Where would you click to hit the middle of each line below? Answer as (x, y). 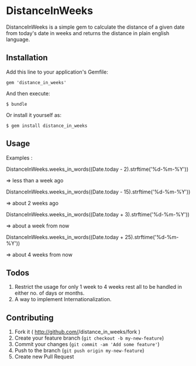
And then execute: (28, 93)
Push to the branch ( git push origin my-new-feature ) (79, 351)
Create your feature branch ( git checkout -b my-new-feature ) (89, 338)
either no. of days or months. (49, 293)
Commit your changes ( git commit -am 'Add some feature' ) (87, 344)
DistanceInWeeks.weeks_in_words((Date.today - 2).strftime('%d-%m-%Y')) (97, 169)
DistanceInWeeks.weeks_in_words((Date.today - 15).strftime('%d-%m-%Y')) (98, 192)
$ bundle (17, 104)
